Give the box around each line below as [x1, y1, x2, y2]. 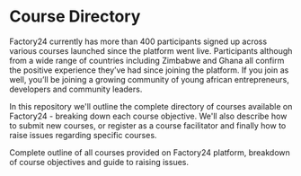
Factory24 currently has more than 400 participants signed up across [9, 36, 268, 47]
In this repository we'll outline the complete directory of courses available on [9, 101, 293, 111]
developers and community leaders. [9, 84, 143, 94]
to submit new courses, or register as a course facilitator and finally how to [9, 119, 287, 131]
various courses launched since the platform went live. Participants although [9, 45, 293, 56]
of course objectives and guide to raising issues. [9, 156, 189, 167]
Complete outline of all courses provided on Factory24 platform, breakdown [9, 146, 290, 158]
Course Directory [9, 6, 141, 27]
